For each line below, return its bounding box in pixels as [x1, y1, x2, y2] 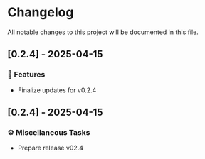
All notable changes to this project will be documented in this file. [7, 28, 199, 36]
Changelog [7, 4, 74, 21]
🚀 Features [7, 70, 46, 79]
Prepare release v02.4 [17, 143, 84, 153]
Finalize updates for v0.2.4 [17, 86, 97, 94]
